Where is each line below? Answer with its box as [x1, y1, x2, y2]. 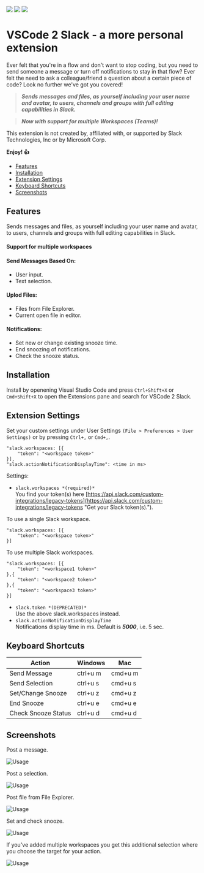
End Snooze [9, 699, 44, 707]
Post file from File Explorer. [6, 794, 75, 801]
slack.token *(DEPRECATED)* [15, 604, 87, 611]
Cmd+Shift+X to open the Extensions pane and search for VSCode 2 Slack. [6, 392, 192, 400]
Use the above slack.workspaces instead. [15, 610, 120, 617]
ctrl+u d [77, 709, 100, 717]
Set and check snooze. [6, 817, 64, 825]
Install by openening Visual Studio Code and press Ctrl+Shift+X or [6, 386, 174, 394]
